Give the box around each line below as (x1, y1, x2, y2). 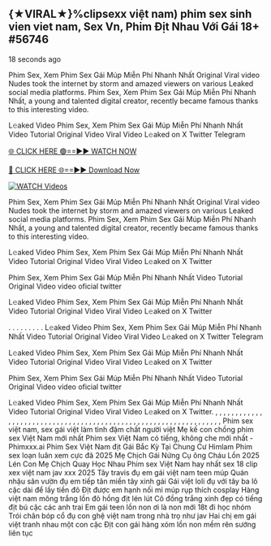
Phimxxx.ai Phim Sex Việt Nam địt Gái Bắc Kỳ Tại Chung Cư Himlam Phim (8, 441, 253, 451)
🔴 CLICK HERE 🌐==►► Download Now (8, 165, 140, 175)
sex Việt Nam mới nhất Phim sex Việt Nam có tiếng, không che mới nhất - (8, 433, 254, 443)
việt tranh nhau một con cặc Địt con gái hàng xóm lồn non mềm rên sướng (8, 519, 256, 529)
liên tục (8, 528, 34, 538)
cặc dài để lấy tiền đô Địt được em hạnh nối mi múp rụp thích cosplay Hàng (8, 484, 260, 495)
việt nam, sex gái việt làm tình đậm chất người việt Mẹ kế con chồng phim (8, 424, 254, 434)
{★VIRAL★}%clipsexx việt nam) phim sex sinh (8, 7, 252, 21)
